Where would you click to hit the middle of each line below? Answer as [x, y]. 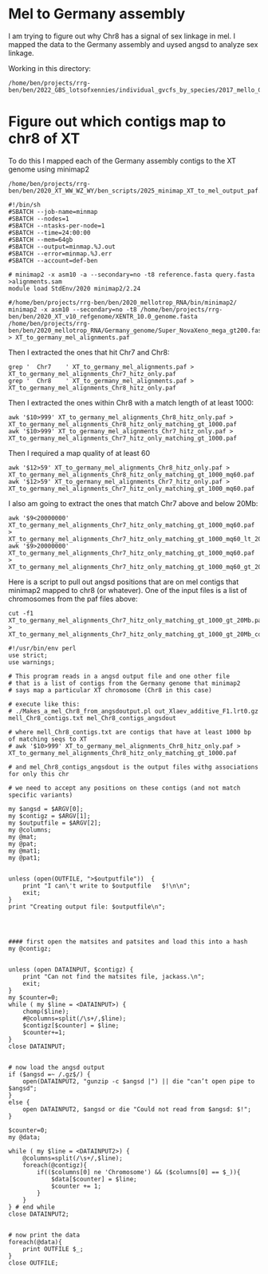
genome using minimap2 [49, 169]
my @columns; [30, 830]
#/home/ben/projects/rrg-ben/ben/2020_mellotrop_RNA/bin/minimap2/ [123, 303]
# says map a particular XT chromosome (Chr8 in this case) [110, 690]
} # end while [32, 1207]
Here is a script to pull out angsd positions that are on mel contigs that [124, 582]
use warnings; [32, 662]
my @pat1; [25, 858]
